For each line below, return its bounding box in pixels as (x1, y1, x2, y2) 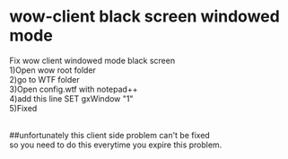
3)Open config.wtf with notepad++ (9, 84, 138, 94)
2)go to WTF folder (9, 74, 80, 84)
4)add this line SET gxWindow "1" (9, 93, 134, 104)
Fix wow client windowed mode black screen (9, 55, 176, 66)
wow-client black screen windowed (9, 6, 280, 27)
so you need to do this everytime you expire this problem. (9, 139, 223, 150)
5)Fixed (9, 102, 38, 113)
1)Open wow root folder (9, 65, 97, 75)
